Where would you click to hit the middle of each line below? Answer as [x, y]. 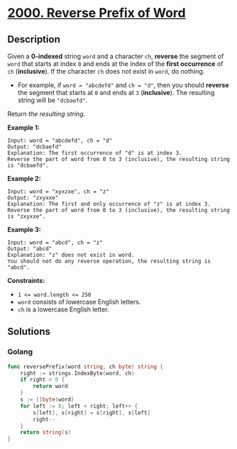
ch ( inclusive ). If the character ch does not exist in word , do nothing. [106, 71]
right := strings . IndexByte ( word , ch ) [77, 373]
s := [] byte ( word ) [47, 400]
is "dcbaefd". [28, 165]
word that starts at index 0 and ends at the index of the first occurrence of [115, 64]
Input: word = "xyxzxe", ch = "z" [59, 192]
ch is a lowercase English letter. [63, 309]
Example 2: [24, 178]
